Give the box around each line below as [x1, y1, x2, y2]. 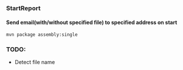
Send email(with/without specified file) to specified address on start [6, 19, 178, 26]
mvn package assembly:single [6, 32, 78, 38]
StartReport [6, 4, 41, 12]
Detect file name [14, 59, 55, 66]
